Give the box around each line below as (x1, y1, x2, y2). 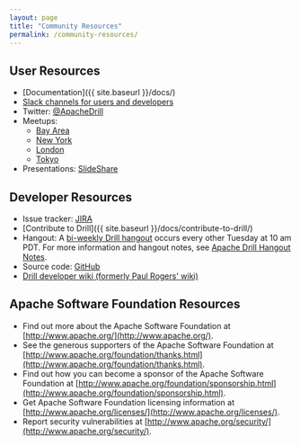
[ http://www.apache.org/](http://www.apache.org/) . (22, 330, 214, 341)
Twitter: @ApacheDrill (22, 106, 104, 117)
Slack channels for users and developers (22, 96, 174, 108)
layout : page (9, 13, 58, 22)
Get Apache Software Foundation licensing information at (22, 396, 235, 407)
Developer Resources (9, 190, 133, 205)
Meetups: (22, 116, 58, 127)
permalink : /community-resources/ (9, 30, 139, 39)
